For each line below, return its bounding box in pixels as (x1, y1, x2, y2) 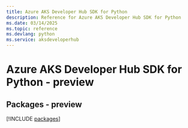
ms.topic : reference (6, 25, 58, 32)
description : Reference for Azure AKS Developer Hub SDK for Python (6, 14, 181, 20)
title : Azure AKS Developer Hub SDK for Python (6, 8, 128, 15)
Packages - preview (6, 99, 82, 109)
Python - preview (6, 76, 94, 89)
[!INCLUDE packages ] (6, 115, 61, 122)
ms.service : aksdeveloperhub (6, 37, 79, 43)
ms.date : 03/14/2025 (6, 20, 58, 26)
